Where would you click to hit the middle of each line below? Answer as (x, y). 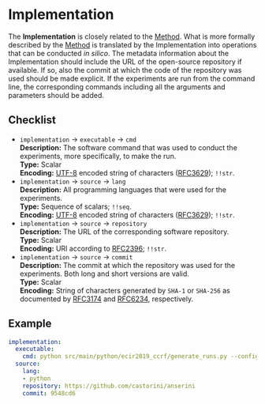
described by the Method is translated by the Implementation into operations (132, 44)
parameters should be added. (56, 95)
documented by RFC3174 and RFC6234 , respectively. (106, 299)
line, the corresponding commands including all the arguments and (117, 87)
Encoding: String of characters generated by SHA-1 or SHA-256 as (125, 290)
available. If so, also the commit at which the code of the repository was (125, 70)
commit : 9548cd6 (49, 393)
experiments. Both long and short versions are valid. (104, 274)
